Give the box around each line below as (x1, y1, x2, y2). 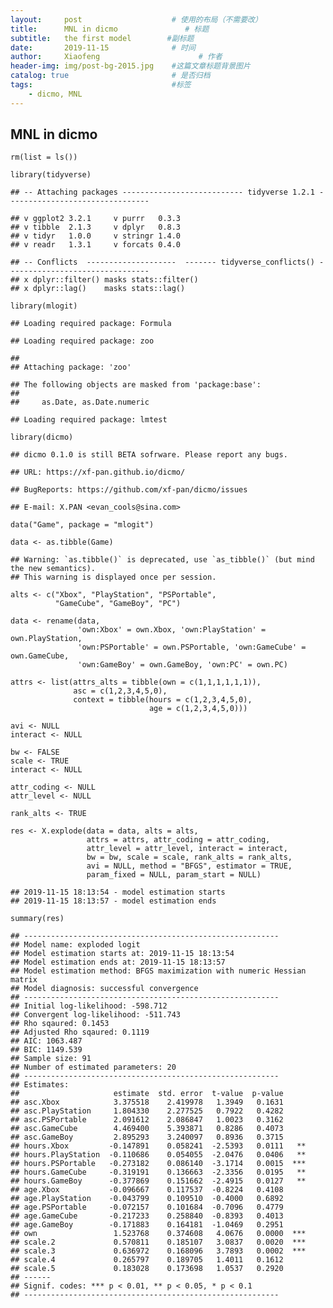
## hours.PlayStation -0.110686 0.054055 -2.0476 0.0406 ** (10, 1150, 307, 1160)
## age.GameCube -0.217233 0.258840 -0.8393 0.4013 (10, 1211, 284, 1221)
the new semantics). (10, 564, 97, 574)
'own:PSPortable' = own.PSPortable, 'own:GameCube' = (77, 642, 307, 653)
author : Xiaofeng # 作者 (10, 52, 223, 62)
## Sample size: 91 (10, 1054, 92, 1064)
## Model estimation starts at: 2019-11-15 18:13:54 (10, 949, 235, 959)
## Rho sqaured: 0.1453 (10, 1019, 110, 1029)
